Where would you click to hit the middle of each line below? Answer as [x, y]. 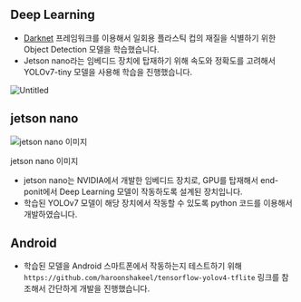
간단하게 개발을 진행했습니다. [99, 288]
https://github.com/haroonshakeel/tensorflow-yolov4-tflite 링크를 [151, 278]
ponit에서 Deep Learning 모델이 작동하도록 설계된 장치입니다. [133, 191]
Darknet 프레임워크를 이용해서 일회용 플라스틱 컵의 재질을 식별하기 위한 [150, 38]
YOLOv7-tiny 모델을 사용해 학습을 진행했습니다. [108, 72]
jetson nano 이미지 [44, 161]
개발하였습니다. [50, 214]
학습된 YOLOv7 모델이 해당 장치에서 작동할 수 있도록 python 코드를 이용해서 [158, 202]
